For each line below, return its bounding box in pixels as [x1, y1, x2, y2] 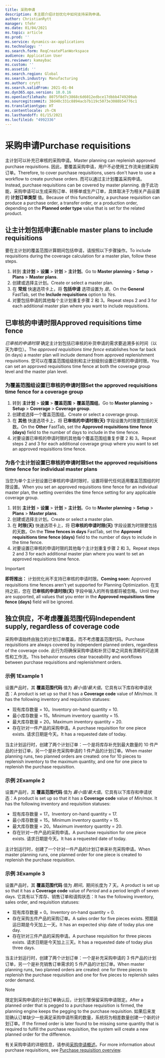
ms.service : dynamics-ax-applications [5, 39, 84, 44]
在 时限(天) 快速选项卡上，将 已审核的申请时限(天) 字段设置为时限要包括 [12, 522, 157, 528]
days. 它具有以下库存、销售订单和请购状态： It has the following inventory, [5, 894, 155, 900]
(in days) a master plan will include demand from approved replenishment [5, 352, 154, 358]
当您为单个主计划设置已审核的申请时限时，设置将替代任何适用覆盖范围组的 [5, 477, 156, 483]
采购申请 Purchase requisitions [5, 140, 131, 151]
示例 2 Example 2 [5, 777, 45, 784]
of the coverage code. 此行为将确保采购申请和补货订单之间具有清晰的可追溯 [5, 647, 159, 654]
